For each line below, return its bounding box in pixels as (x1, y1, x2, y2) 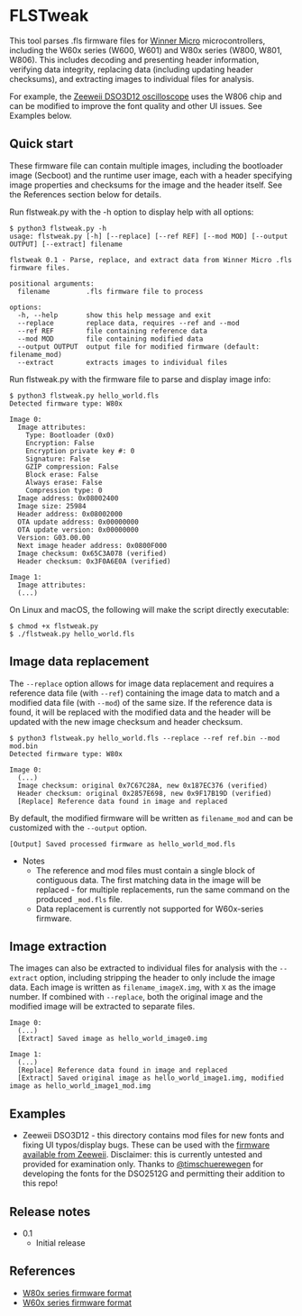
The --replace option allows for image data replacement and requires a (9, 678, 275, 689)
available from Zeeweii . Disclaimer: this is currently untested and (22, 1149, 263, 1160)
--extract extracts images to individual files (17, 358, 228, 367)
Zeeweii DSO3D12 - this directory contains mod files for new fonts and (22, 1130, 285, 1141)
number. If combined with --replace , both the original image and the (9, 992, 263, 1002)
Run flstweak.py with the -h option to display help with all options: (9, 206, 254, 217)
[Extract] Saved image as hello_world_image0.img (17, 1034, 207, 1044)
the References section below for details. (9, 188, 162, 199)
